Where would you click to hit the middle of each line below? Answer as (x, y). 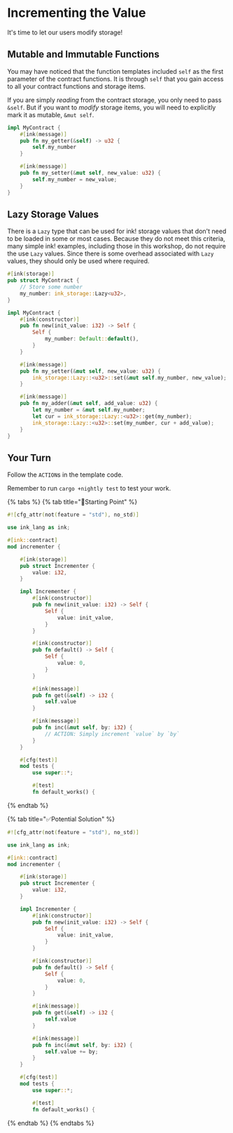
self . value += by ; (71, 1052)
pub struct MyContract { (43, 281)
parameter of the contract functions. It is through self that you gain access (115, 79)
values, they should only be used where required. (78, 261)
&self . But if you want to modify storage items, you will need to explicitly (112, 107)
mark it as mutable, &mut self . (51, 114)
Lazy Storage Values (53, 214)
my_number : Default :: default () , (92, 339)
